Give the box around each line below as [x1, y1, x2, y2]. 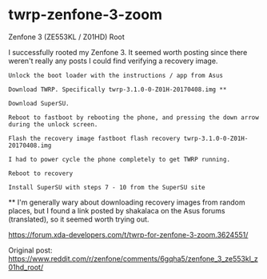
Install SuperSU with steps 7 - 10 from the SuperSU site [8, 183, 205, 191]
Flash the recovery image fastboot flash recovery [8, 134, 181, 142]
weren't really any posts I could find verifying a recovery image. [8, 56, 218, 66]
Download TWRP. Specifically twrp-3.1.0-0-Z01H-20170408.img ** [8, 86, 227, 94]
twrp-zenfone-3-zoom [8, 6, 162, 24]
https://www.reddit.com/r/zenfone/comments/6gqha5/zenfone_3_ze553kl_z [8, 253, 258, 263]
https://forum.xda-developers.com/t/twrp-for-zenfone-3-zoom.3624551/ [8, 229, 249, 239]
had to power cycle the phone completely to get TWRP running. [15, 155, 230, 163]
